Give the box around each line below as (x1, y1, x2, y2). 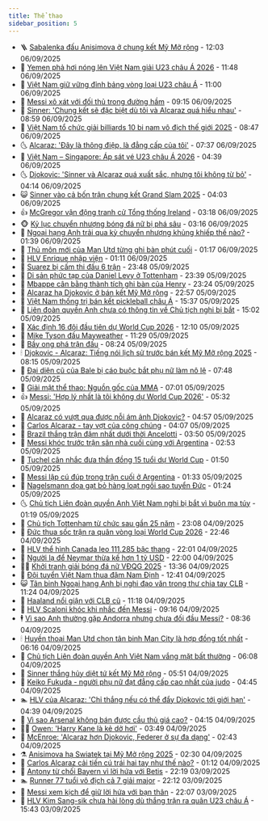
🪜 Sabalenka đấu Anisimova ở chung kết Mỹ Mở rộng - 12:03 (19, 42, 224, 52)
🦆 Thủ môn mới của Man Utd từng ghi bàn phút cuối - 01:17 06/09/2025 (19, 244, 258, 255)
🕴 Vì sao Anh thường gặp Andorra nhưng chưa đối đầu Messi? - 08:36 (19, 613, 251, 623)
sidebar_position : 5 (8, 19, 78, 27)
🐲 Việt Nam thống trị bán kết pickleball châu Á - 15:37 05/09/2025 (19, 296, 240, 305)
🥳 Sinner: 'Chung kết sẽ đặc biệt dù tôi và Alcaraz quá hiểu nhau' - (19, 105, 242, 115)
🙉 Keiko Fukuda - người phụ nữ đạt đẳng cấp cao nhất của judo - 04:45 (19, 676, 258, 687)
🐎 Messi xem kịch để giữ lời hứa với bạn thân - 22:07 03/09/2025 (19, 787, 237, 797)
